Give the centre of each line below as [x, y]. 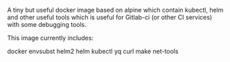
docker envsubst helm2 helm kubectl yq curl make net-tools [93, 51]
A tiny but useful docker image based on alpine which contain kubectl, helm [115, 10]
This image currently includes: [50, 38]
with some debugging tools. [47, 24]
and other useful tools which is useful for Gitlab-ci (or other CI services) [110, 17]
